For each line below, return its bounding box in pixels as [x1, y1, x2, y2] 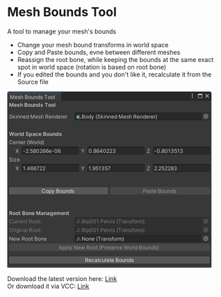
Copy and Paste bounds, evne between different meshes [17, 48, 181, 56]
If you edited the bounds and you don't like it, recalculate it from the [17, 70, 212, 79]
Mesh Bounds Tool [7, 4, 117, 20]
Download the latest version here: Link [7, 274, 117, 282]
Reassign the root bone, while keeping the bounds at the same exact [17, 55, 214, 63]
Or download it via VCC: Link [7, 282, 90, 290]
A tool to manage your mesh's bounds [7, 27, 117, 35]
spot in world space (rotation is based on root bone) [17, 63, 167, 71]
